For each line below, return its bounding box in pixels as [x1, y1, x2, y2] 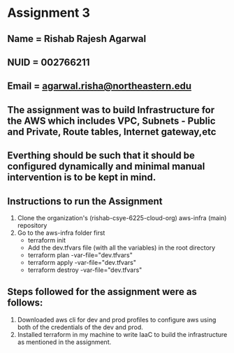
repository [17, 221, 47, 229]
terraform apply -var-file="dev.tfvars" [27, 258, 136, 266]
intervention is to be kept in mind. [7, 171, 156, 183]
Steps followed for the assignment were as [7, 286, 198, 298]
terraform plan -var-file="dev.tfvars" [27, 250, 133, 259]
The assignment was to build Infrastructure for [7, 103, 215, 116]
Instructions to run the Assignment [7, 195, 163, 207]
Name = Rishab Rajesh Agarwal [7, 33, 147, 45]
